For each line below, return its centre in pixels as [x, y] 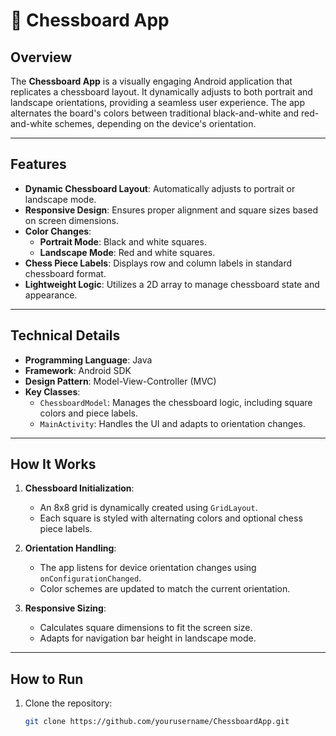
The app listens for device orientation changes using [148, 568]
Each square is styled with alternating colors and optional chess [171, 518]
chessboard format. [65, 273]
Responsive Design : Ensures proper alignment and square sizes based [171, 210]
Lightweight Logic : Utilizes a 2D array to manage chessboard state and [172, 284]
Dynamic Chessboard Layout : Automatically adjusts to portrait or [160, 188]
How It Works [53, 464]
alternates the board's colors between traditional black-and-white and [155, 113]
